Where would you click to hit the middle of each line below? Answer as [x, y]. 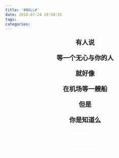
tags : [11, 19]
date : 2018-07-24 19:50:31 [34, 15]
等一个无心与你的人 [85, 58]
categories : [18, 24]
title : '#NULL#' [22, 10]
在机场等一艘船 [85, 89]
